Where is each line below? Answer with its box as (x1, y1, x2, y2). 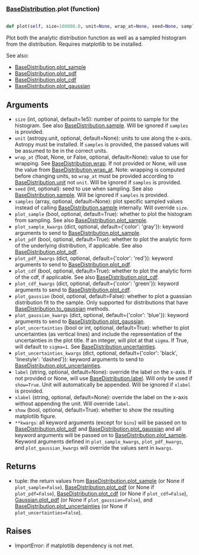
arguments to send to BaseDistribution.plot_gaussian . (14, 318, 145, 325)
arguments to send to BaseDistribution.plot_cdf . (14, 286, 131, 293)
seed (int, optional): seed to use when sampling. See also (14, 185, 153, 192)
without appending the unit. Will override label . (14, 400, 130, 407)
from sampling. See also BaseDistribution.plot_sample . (14, 217, 148, 224)
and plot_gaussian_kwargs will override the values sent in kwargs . (14, 444, 174, 451)
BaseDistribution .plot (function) (6, 5, 100, 13)
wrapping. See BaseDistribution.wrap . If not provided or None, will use (14, 159, 187, 167)
